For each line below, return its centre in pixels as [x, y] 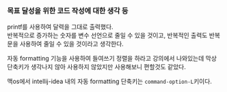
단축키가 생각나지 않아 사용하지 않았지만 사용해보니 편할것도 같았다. [96, 67]
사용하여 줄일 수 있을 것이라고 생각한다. [72, 44]
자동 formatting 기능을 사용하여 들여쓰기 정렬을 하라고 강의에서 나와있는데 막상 [112, 59]
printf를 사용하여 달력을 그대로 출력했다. [61, 27]
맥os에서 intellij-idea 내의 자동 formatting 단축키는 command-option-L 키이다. [109, 81]
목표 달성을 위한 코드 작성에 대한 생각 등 [68, 10]
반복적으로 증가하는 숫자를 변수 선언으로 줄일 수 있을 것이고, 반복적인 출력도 [107, 35]
